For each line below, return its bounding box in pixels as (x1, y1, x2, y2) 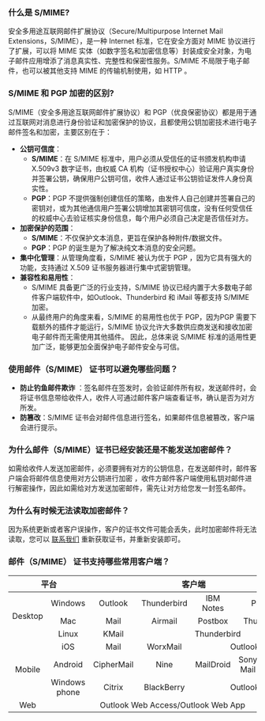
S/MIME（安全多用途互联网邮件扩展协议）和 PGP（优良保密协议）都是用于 (8, 107, 250, 116)
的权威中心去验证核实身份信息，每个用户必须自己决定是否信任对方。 (31, 213, 253, 222)
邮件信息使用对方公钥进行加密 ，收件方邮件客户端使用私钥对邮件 (35, 473, 245, 484)
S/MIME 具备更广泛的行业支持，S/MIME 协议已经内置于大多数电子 (31, 283, 246, 292)
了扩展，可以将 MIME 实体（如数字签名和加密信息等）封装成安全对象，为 (8, 46, 245, 56)
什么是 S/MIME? (8, 6, 70, 17)
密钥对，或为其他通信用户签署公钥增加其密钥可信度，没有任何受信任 (31, 203, 253, 213)
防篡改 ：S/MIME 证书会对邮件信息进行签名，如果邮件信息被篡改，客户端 (19, 412, 255, 422)
